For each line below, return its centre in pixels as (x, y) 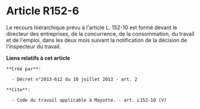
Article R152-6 (43, 11)
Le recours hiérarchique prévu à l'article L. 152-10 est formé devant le (92, 27)
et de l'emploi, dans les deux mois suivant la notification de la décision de (97, 40)
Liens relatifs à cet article (38, 58)
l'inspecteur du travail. (34, 46)
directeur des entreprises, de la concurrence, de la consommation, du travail (100, 33)
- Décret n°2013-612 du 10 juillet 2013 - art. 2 (74, 79)
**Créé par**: (24, 69)
